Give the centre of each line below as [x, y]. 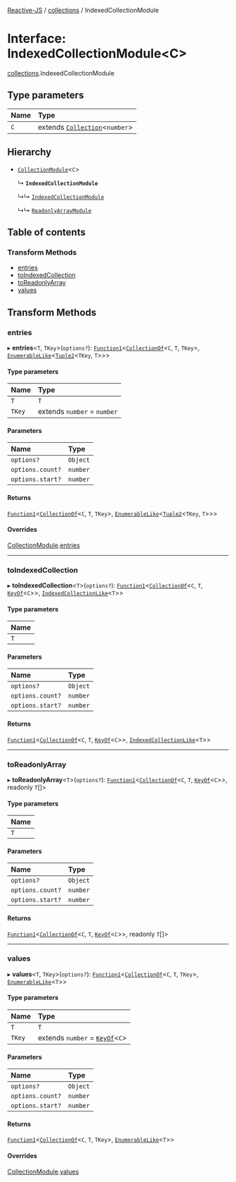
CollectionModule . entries [44, 545]
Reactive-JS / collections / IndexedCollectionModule [83, 10]
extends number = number [78, 412]
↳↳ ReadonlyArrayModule [54, 210]
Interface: [37, 39]
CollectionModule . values [43, 1171]
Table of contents [46, 232]
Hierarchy [29, 152]
